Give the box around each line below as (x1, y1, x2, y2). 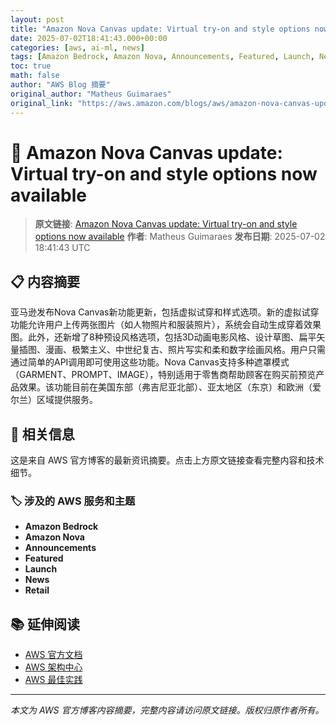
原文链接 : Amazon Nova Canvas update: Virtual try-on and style (34, 218, 298, 230)
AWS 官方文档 (24, 649, 83, 661)
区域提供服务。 (36, 394, 98, 406)
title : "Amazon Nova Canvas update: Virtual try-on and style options (10, 24, 311, 34)
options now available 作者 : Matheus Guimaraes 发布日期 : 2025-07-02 (34, 231, 326, 243)
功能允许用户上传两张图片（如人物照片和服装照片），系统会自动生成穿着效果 (10, 319, 322, 331)
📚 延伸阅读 (10, 616, 81, 633)
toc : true (10, 61, 52, 71)
